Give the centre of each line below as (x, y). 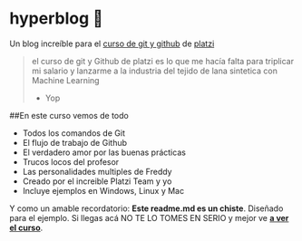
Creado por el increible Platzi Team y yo (97, 181)
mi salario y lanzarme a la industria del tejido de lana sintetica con (155, 71)
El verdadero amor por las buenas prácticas (104, 152)
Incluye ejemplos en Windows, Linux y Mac (103, 190)
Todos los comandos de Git (73, 133)
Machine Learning (65, 80)
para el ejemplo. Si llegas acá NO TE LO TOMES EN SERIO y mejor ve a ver (149, 217)
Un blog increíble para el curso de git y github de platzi (112, 43)
